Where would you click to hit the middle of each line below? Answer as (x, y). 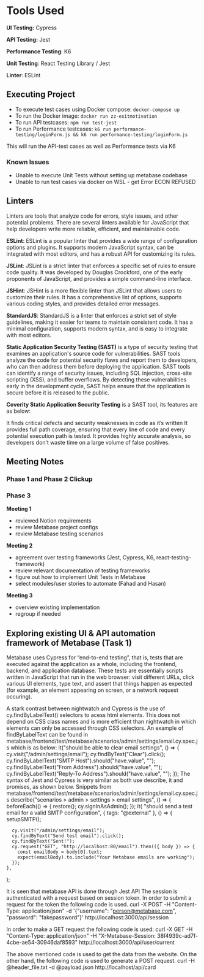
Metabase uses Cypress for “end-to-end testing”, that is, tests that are (95, 657)
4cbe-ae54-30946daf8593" (42, 943)
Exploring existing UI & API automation (81, 633)
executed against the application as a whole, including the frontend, (92, 664)
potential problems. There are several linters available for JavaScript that (98, 222)
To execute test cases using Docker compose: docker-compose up (97, 109)
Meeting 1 (19, 509)
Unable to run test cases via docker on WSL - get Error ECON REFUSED (105, 182)
